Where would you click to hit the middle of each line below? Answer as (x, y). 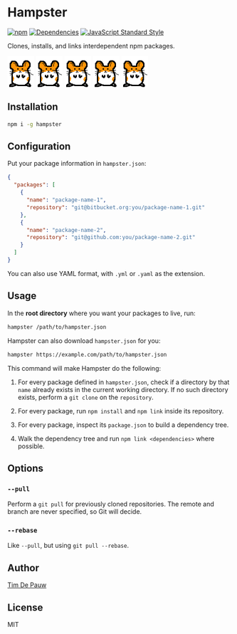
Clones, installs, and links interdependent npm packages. (91, 46)
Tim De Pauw (27, 585)
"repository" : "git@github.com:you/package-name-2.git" (111, 238)
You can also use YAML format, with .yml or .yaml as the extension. (106, 273)
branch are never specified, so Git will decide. (75, 512)
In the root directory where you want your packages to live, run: (101, 313)
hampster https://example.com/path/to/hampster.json (87, 354)
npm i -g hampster (35, 124)
